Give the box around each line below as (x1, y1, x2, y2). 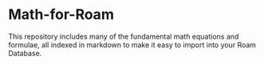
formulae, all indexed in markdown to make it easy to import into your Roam (8, 40, 257, 49)
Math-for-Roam (8, 6, 114, 24)
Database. (8, 48, 42, 58)
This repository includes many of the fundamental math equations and (8, 32, 239, 41)
